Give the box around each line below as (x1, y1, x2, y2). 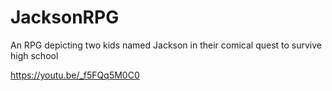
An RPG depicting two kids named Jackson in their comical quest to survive (10, 39, 323, 51)
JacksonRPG (10, 6, 120, 29)
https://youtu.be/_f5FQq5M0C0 (10, 69, 140, 81)
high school (10, 49, 59, 61)
